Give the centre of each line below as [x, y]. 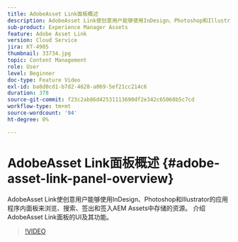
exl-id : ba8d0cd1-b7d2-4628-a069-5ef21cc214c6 [77, 87]
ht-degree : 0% [28, 119]
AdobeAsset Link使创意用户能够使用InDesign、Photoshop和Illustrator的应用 [118, 199]
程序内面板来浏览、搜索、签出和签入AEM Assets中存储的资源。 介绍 [107, 208]
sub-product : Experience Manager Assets [68, 27]
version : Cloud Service [42, 40]
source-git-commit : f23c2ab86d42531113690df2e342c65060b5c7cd [101, 100]
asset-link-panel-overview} [91, 178]
